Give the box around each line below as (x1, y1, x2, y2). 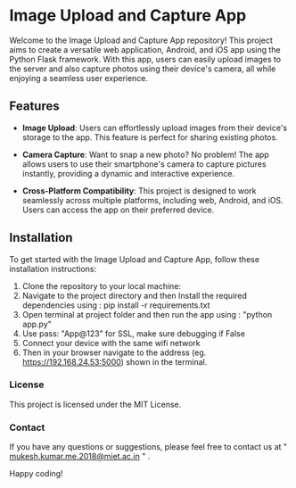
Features (9, 99, 60, 114)
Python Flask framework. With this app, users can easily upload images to (9, 54, 282, 64)
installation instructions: (9, 263, 97, 274)
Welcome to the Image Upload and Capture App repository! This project (9, 35, 274, 45)
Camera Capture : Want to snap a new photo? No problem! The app (21, 149, 269, 160)
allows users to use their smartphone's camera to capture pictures (21, 158, 267, 170)
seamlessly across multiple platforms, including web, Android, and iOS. (21, 194, 284, 205)
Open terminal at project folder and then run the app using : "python (21, 309, 273, 319)
